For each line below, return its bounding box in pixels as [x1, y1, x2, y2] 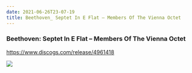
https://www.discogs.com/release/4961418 [6, 48, 115, 55]
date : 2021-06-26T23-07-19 [6, 9, 75, 15]
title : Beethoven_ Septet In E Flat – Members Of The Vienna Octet [6, 15, 182, 21]
